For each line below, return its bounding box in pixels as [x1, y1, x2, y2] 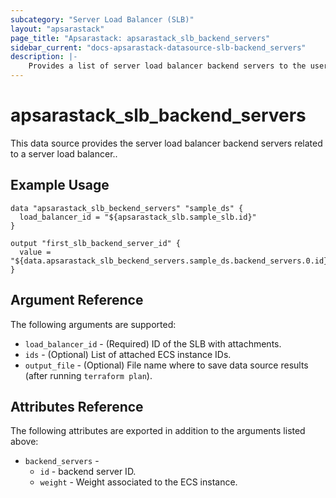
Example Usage [10, 177, 110, 194]
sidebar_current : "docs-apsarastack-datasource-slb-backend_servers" [10, 42, 307, 53]
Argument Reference [10, 292, 144, 309]
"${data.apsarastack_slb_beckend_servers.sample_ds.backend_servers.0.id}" [10, 256, 333, 266]
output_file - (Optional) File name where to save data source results [24, 359, 309, 371]
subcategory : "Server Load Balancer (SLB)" [10, 14, 195, 25]
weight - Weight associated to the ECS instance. [39, 476, 238, 488]
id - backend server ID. [39, 466, 137, 478]
